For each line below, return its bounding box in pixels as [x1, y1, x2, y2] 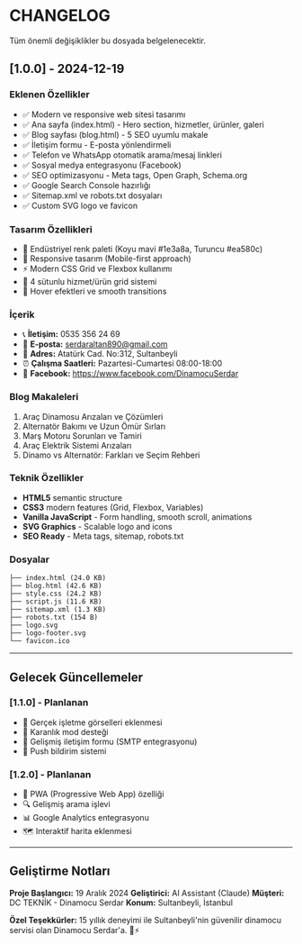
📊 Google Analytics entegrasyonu [22, 812, 150, 823]
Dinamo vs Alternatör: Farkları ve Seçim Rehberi [22, 449, 200, 460]
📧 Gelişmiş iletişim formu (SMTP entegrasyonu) [22, 736, 198, 747]
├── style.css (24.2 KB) [9, 589, 102, 599]
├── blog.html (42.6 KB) [9, 582, 102, 591]
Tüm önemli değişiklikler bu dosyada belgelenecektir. [9, 35, 207, 46]
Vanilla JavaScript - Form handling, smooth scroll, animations [22, 511, 253, 522]
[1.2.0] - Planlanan [9, 767, 92, 780]
